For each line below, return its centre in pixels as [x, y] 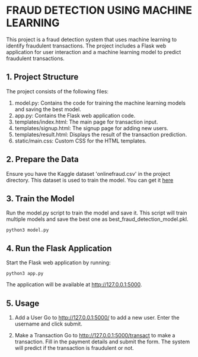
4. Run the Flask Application [59, 248]
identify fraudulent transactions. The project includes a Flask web [86, 46]
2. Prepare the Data [42, 159]
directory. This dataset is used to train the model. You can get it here [90, 180]
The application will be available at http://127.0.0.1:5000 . [74, 285]
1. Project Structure [42, 77]
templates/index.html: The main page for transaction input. [86, 122]
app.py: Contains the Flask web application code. [75, 115]
